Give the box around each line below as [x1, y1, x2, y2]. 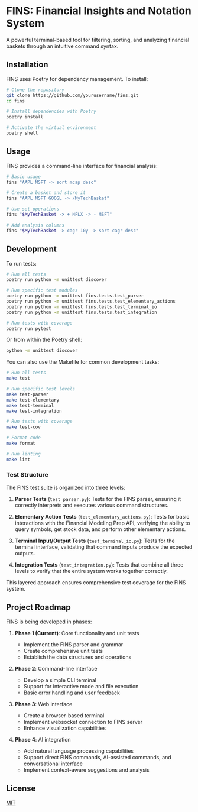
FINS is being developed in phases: [6, 618, 92, 625]
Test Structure [6, 470, 48, 478]
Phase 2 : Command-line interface [14, 665, 98, 672]
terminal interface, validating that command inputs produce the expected [14, 543, 193, 551]
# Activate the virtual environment [6, 125, 96, 131]
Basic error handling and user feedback [23, 689, 120, 696]
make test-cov [6, 424, 41, 430]
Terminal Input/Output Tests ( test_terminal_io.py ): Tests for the [14, 537, 176, 544]
